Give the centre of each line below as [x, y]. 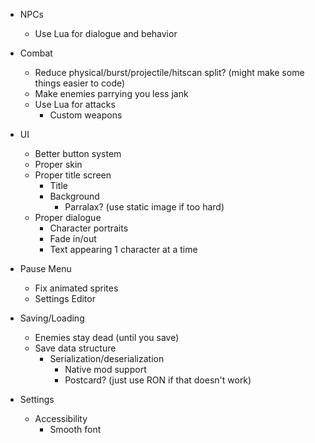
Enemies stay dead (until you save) [107, 337]
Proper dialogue [68, 217]
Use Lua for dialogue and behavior [106, 33]
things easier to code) [80, 83]
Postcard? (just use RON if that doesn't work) [158, 380]
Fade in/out [73, 238]
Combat [36, 53]
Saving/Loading [52, 318]
